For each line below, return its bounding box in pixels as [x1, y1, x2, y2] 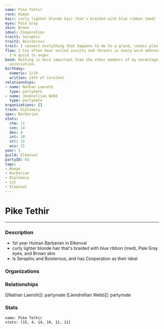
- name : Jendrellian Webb [5, 93, 58, 98]
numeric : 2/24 [9, 71, 38, 76]
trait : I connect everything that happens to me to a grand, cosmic [5, 44, 147, 48]
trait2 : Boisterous [5, 39, 45, 44]
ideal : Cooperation [5, 30, 45, 35]
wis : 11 [9, 144, 25, 149]
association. [9, 62, 36, 66]
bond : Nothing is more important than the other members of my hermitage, [5, 57, 161, 62]
